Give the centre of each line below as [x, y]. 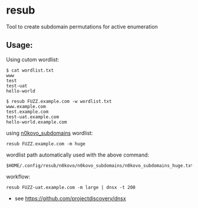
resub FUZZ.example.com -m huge [46, 144]
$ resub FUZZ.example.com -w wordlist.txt [59, 101]
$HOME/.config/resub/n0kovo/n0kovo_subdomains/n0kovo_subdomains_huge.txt [100, 165]
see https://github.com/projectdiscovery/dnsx [70, 198]
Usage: [20, 45]
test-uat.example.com [33, 117]
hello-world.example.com [37, 122]
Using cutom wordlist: [33, 59]
